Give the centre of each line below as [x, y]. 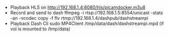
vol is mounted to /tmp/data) [40, 29]
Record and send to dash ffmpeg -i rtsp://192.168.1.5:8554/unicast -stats [87, 13]
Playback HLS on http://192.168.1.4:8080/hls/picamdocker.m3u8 [78, 7]
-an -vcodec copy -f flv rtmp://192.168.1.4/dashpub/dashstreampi [79, 18]
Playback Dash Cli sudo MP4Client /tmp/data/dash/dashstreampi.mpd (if [87, 23]
